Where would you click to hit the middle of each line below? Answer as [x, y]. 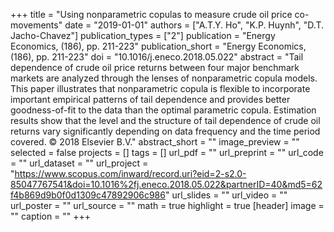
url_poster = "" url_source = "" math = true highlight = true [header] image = [167, 205]
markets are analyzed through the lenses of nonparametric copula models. [164, 78]
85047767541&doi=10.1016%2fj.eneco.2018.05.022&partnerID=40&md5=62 [166, 184]
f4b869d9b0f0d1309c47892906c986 [88, 195]
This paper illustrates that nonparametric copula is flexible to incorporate [160, 88]
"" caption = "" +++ [51, 216]
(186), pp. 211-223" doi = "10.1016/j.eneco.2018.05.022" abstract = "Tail [157, 57]
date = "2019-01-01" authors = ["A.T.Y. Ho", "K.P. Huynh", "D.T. [194, 25]
